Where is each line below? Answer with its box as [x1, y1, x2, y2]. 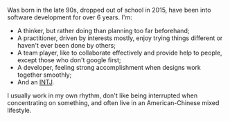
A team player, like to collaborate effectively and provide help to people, [17, 48, 223, 57]
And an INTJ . [17, 78, 54, 86]
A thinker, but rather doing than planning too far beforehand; [17, 27, 190, 35]
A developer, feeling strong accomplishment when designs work [17, 64, 201, 71]
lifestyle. [7, 106, 32, 114]
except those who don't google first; [17, 56, 121, 64]
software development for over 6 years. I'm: [7, 13, 133, 21]
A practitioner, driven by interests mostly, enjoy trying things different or [17, 34, 223, 42]
